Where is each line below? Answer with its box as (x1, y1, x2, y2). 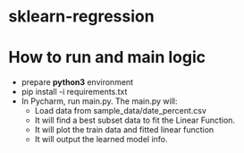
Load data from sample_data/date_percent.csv (34, 106, 207, 116)
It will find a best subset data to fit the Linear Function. (34, 115, 236, 126)
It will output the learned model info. (34, 134, 168, 145)
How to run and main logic (8, 47, 206, 68)
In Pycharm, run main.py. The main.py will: (21, 96, 178, 106)
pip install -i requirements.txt (21, 87, 128, 98)
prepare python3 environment (21, 77, 134, 88)
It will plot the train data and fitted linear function (34, 124, 215, 135)
